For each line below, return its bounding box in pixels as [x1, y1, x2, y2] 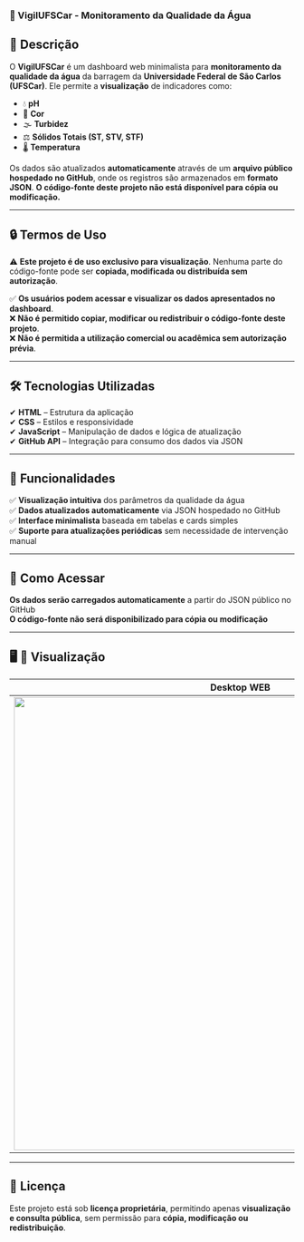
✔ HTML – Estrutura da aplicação [9, 407, 134, 418]
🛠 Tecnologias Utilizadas [9, 378, 156, 393]
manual [9, 536, 37, 547]
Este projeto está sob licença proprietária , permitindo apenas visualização [9, 1202, 291, 1214]
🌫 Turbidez [22, 118, 70, 129]
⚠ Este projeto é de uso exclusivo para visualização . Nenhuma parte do [9, 256, 283, 267]
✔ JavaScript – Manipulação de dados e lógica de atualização [9, 426, 242, 437]
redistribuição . [9, 1222, 66, 1233]
